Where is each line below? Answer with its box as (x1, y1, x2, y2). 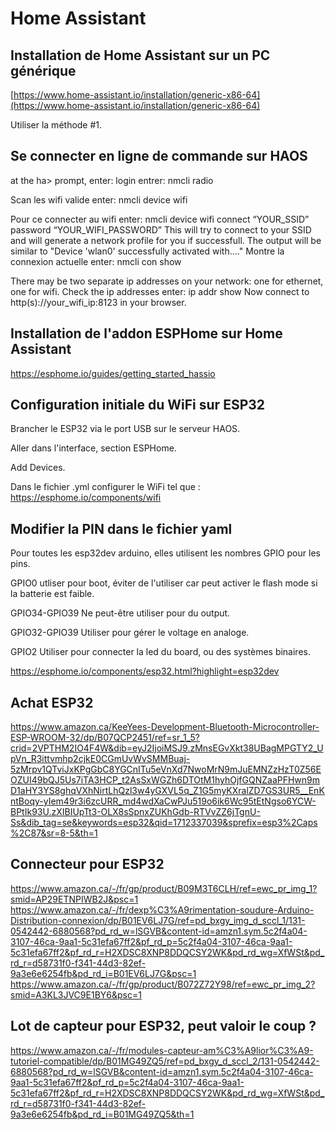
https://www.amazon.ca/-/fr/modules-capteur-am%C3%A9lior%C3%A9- (10, 1044, 314, 1056)
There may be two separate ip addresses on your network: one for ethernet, (10, 275, 324, 287)
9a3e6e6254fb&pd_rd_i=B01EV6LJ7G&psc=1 (10, 967, 197, 979)
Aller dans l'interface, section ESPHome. (10, 442, 177, 454)
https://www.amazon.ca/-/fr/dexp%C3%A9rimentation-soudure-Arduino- (10, 903, 315, 916)
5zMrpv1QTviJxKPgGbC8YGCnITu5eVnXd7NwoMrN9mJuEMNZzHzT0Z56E (10, 763, 322, 776)
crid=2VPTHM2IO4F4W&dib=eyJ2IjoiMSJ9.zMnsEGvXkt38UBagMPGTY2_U (10, 742, 324, 754)
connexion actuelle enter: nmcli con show (10, 255, 182, 267)
